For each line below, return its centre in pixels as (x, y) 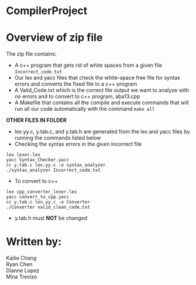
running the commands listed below (58, 138)
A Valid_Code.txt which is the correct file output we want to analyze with (102, 90)
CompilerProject (47, 11)
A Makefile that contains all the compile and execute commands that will (102, 103)
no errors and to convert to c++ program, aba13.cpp (77, 96)
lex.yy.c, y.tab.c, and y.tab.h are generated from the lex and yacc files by (102, 132)
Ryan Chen (19, 264)
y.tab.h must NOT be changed (51, 218)
